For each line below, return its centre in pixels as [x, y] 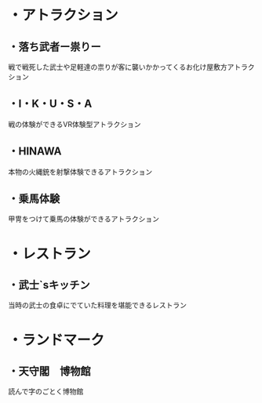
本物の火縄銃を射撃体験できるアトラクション [80, 172]
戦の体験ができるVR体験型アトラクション [75, 124]
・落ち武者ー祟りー [55, 47]
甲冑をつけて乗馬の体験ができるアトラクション [84, 219]
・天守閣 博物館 [49, 371]
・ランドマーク [56, 340]
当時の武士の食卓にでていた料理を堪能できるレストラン [97, 305]
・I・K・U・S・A [50, 104]
